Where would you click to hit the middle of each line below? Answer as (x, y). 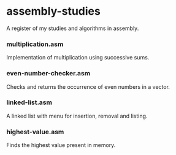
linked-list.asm (29, 102)
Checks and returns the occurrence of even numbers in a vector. (88, 86)
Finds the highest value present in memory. (61, 145)
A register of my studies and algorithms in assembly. (73, 28)
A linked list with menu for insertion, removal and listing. (77, 116)
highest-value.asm (35, 132)
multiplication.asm (35, 44)
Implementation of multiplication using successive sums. (78, 58)
